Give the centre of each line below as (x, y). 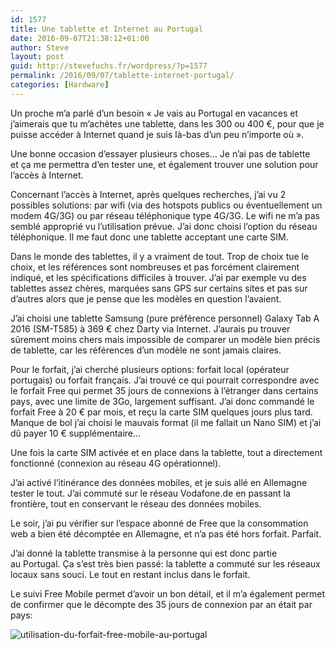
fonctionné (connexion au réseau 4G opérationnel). (116, 463)
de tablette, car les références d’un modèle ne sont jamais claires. (146, 350)
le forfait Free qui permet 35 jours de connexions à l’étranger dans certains (164, 390)
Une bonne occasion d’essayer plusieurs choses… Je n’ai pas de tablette (160, 153)
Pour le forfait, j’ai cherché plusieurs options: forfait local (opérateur (150, 369)
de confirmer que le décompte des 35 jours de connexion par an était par (161, 604)
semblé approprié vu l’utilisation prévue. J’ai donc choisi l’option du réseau (164, 226)
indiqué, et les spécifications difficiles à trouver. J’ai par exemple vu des (158, 277)
